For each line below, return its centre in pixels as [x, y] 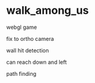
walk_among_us [47, 11]
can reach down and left [37, 62]
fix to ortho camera [30, 38]
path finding [21, 73]
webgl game [22, 27]
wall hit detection [28, 50]
